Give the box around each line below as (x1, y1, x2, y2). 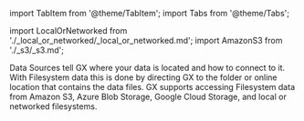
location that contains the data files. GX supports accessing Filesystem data (9, 82, 295, 92)
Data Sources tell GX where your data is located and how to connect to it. (9, 63, 286, 73)
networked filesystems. (9, 101, 98, 112)
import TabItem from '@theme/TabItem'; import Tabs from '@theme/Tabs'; (9, 8, 290, 18)
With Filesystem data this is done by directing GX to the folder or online (9, 72, 278, 83)
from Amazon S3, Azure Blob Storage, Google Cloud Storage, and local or (9, 91, 288, 102)
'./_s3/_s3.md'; (9, 45, 64, 55)
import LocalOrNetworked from (9, 25, 128, 35)
